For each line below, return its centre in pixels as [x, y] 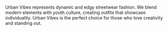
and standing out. [23, 23]
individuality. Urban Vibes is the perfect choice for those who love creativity [84, 18]
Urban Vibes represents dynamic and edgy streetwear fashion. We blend [81, 7]
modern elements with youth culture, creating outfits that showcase [75, 12]
